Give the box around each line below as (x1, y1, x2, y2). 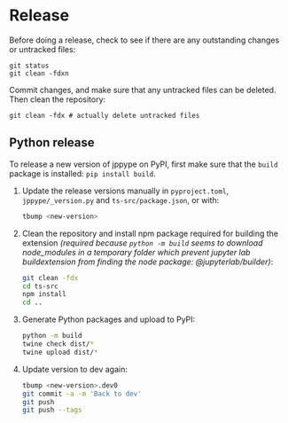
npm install (21, 290, 66, 299)
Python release (9, 135, 95, 151)
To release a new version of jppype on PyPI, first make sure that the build (9, 159, 278, 169)
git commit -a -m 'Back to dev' (21, 389, 142, 398)
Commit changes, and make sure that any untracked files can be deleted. (9, 84, 276, 95)
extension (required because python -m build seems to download (21, 237, 263, 248)
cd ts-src (21, 281, 59, 291)
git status (9, 61, 50, 70)
